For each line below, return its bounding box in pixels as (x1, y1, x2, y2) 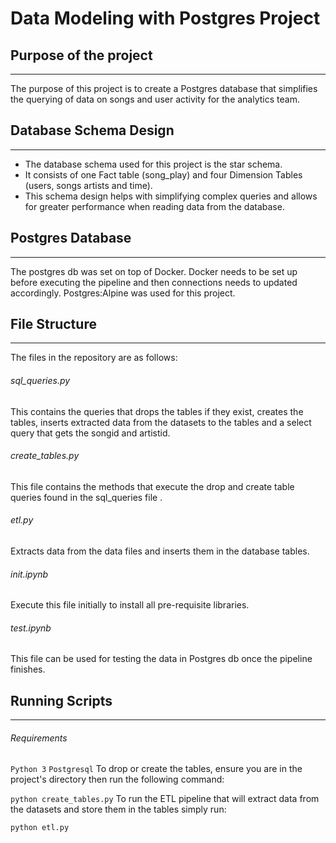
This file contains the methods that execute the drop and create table (10, 480, 295, 492)
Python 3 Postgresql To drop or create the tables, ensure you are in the (10, 763, 303, 775)
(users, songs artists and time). (24, 179, 153, 191)
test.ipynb (10, 622, 52, 634)
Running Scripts (10, 692, 113, 709)
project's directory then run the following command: (10, 773, 225, 786)
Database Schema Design (10, 122, 175, 139)
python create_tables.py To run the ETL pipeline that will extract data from (10, 793, 320, 805)
